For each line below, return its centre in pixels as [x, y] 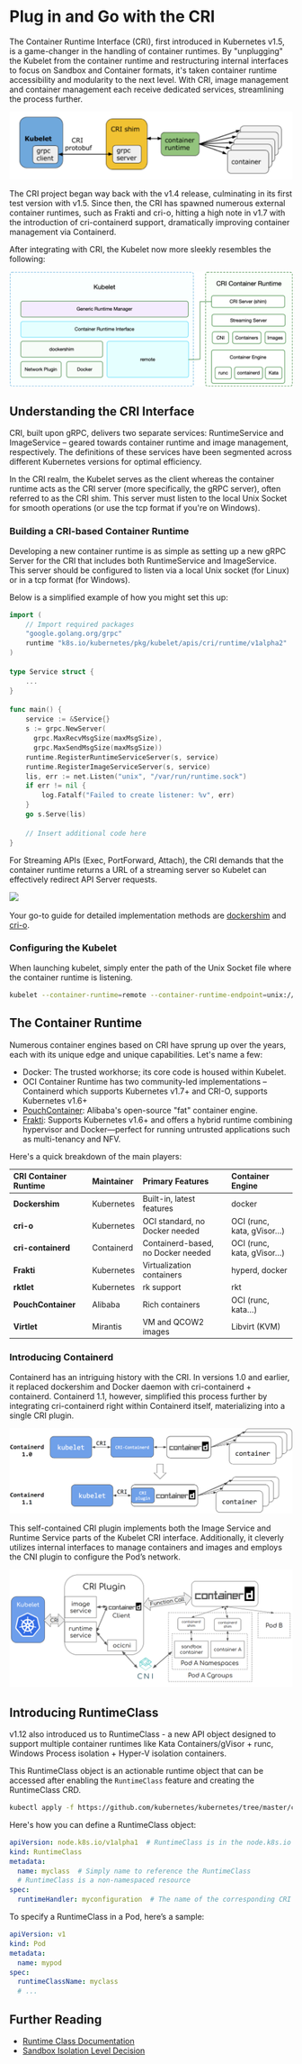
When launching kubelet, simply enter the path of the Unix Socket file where [151, 968]
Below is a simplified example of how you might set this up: [119, 597]
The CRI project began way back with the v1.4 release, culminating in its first [151, 193]
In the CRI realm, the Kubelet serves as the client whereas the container [142, 479]
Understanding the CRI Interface [102, 411]
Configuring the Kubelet [63, 948]
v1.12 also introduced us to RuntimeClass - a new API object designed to [143, 1734]
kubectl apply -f [42, 1808]
